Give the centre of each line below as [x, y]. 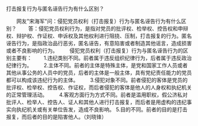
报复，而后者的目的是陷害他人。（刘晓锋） [57, 117]
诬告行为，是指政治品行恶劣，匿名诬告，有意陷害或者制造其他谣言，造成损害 [99, 43]
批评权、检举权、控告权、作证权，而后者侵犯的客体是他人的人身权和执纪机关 [99, 87]
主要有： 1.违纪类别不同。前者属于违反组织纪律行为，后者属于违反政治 [101, 58]
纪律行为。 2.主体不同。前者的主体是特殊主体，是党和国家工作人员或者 [97, 65]
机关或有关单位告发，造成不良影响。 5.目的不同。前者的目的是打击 [107, 110]
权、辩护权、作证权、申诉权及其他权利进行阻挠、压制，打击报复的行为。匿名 [99, 36]
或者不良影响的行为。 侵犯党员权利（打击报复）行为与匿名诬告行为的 [95, 51]
